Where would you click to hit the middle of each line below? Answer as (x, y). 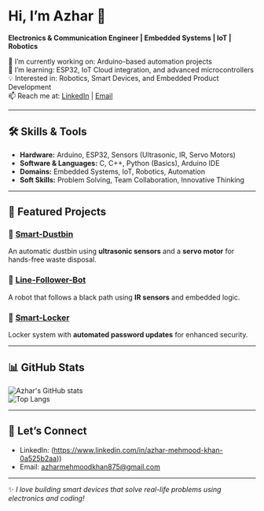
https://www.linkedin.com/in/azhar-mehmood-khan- (138, 450)
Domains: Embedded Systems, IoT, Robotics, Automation (112, 171)
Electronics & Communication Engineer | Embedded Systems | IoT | (120, 38)
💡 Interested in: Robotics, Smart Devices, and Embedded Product (114, 78)
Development (30, 86)
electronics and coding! (46, 498)
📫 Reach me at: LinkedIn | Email (60, 96)
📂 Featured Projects (57, 212)
